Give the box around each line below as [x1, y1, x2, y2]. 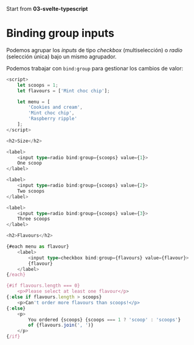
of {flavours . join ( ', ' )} [28, 322, 94, 329]
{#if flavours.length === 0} [6, 282, 80, 289]
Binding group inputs [6, 27, 114, 40]
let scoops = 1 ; [17, 82, 59, 88]
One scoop [17, 160, 43, 166]
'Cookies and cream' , [28, 104, 83, 111]
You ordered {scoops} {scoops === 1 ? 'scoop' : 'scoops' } [28, 316, 181, 323]
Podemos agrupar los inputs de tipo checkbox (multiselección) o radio [6, 46, 182, 53]
